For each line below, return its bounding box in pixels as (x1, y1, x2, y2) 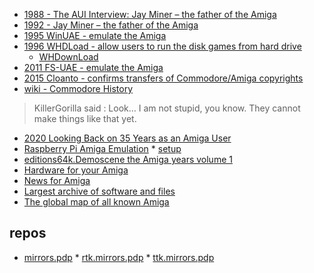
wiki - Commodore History (23, 83, 134, 94)
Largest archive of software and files (23, 185, 176, 197)
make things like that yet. (33, 113, 137, 124)
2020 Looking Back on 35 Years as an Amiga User (23, 132, 232, 144)
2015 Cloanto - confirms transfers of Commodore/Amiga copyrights (23, 72, 304, 84)
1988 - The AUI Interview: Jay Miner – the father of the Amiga (23, 9, 277, 20)
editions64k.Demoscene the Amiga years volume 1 (23, 154, 233, 165)
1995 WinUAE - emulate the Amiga (23, 30, 167, 41)
